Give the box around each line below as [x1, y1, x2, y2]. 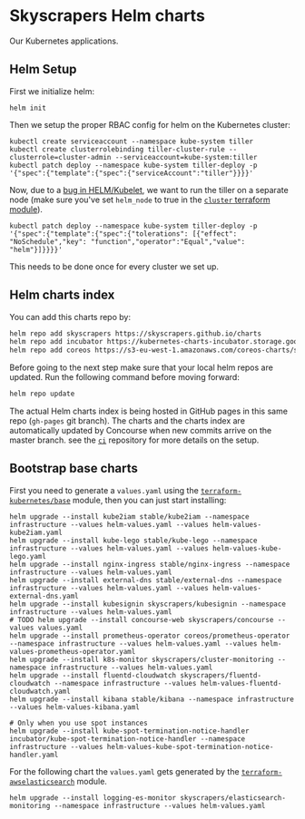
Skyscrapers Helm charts [9, 5, 206, 26]
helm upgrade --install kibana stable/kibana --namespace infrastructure [9, 695, 295, 704]
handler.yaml [9, 750, 59, 759]
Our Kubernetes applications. [9, 35, 119, 46]
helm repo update [9, 389, 75, 399]
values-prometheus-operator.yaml [9, 647, 136, 656]
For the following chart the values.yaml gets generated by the [9, 765, 240, 776]
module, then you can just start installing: [72, 494, 227, 505]
